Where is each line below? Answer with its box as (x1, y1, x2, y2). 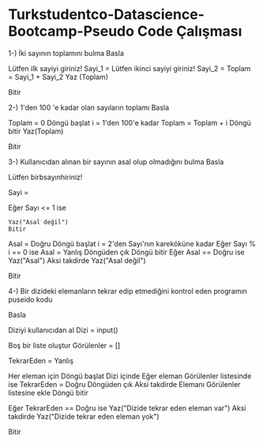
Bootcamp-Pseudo (8, 22, 134, 40)
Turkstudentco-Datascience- (8, 6, 205, 24)
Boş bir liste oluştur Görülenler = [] (8, 340, 121, 350)
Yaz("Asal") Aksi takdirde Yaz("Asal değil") (8, 255, 146, 265)
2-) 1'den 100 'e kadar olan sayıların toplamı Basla (8, 103, 170, 112)
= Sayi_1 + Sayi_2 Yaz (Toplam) (8, 72, 109, 81)
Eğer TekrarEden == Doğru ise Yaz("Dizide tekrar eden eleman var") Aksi (8, 403, 246, 412)
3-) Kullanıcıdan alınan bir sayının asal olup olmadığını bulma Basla (8, 156, 224, 167)
